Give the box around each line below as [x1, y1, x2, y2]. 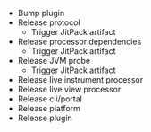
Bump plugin [17, 8, 65, 18]
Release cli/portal [17, 93, 82, 104]
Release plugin [17, 112, 73, 123]
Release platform [17, 103, 80, 113]
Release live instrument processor [17, 75, 144, 84]
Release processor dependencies [17, 36, 142, 47]
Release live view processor [17, 84, 122, 94]
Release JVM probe [17, 56, 91, 66]
